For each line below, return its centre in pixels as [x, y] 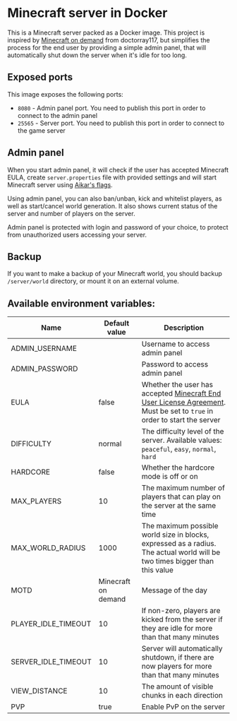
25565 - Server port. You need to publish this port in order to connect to [121, 123]
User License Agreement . [183, 403]
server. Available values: [182, 441]
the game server [41, 130]
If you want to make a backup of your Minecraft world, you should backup [115, 274]
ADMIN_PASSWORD [44, 369]
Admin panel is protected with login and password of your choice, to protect [118, 227]
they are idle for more [177, 628]
